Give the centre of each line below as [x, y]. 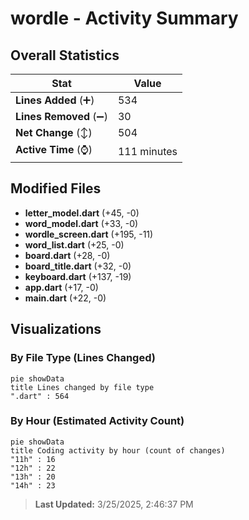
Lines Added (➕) [55, 100]
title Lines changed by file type [82, 387]
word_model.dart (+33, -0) [81, 223]
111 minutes [147, 151]
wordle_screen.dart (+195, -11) [89, 234]
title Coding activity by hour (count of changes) [118, 450]
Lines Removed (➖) [61, 116]
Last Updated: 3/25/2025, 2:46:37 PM [114, 504]
